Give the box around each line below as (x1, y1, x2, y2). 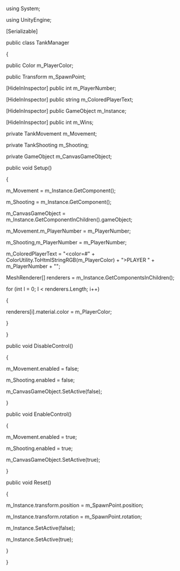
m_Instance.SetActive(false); (6, 525, 75, 531)
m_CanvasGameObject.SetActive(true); (6, 456, 101, 463)
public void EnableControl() (6, 411, 72, 418)
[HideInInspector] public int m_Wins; (6, 119, 94, 126)
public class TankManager (6, 39, 70, 46)
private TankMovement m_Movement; (6, 130, 98, 137)
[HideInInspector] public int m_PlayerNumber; (6, 85, 116, 92)
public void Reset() (6, 479, 51, 486)
